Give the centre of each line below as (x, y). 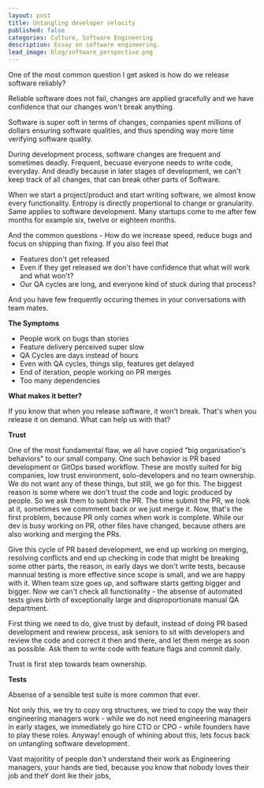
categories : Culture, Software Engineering (81, 38)
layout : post (30, 15)
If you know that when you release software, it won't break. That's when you (132, 411)
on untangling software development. (69, 743)
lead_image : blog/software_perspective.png (81, 52)
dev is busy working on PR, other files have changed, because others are (127, 526)
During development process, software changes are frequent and (114, 154)
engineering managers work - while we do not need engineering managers (130, 718)
